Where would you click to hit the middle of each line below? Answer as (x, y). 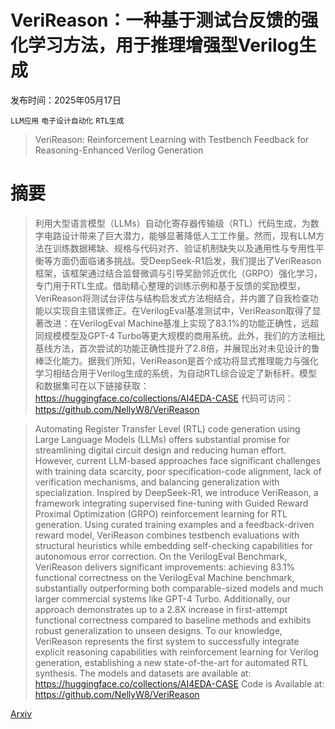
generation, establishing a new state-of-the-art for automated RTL (171, 662)
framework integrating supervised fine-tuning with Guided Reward (171, 503)
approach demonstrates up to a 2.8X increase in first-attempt (161, 609)
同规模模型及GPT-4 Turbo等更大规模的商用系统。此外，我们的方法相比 (180, 335)
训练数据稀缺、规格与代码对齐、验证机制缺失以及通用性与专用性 (184, 248)
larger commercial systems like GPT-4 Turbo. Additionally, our (163, 598)
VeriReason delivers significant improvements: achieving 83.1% (165, 567)
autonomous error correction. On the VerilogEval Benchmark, (161, 556)
